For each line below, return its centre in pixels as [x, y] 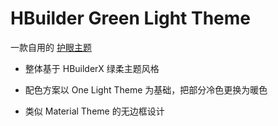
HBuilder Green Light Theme [131, 18]
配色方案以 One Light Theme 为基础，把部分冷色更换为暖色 [146, 89]
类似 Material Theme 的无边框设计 [94, 111]
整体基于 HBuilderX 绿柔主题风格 [92, 68]
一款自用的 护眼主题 [51, 47]
